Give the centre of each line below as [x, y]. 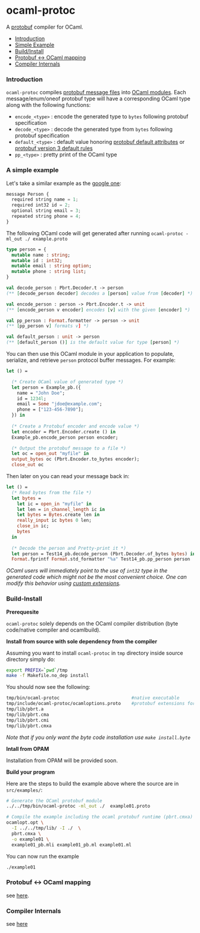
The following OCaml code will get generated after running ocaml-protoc [95, 233]
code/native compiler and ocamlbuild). [54, 630]
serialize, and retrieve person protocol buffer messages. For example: [91, 360]
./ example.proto [46, 239]
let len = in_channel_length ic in [61, 509]
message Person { [28, 194]
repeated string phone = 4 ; [46, 216]
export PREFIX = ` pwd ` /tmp [37, 670]
